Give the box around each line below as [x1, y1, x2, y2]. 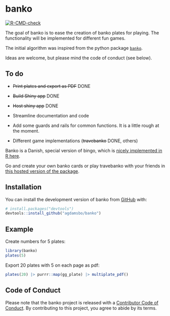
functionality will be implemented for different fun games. [5, 35, 126, 41]
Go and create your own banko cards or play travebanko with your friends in [5, 163, 165, 169]
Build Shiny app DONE [12, 92, 60, 99]
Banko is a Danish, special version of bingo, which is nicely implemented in [5, 147, 162, 153]
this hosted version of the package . [5, 168, 80, 174]
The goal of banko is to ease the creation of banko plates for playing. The [5, 29, 159, 36]
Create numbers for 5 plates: [5, 238, 66, 244]
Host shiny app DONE [12, 103, 59, 109]
